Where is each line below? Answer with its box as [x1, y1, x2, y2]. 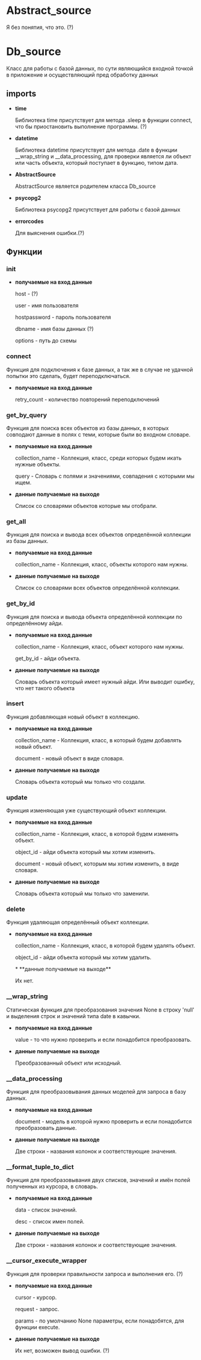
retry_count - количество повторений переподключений [14, 396, 159, 403]
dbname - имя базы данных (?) [14, 326, 94, 333]
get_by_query [6, 411, 47, 419]
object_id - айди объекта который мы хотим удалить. [14, 954, 152, 961]
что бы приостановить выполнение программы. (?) [14, 123, 147, 130]
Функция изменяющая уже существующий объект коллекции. [6, 807, 167, 814]
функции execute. [14, 1323, 60, 1330]
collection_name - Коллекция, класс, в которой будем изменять [14, 830, 179, 838]
